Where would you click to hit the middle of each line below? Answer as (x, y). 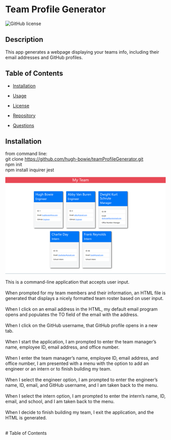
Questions (23, 125)
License (21, 105)
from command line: (26, 154)
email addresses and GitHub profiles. (44, 57)
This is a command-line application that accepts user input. (67, 282)
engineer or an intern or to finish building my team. (59, 368)
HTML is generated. (26, 418)
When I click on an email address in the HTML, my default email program (81, 309)
